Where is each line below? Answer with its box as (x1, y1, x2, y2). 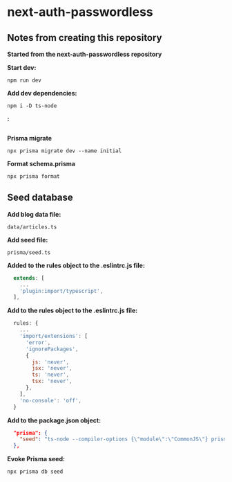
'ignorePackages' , (25, 346, 79, 352)
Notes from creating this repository (7, 32, 162, 44)
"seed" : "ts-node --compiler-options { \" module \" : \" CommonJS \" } (19, 436, 209, 443)
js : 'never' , (32, 358, 70, 366)
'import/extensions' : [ (19, 333, 88, 340)
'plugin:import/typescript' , (19, 287, 104, 294)
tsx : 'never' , (32, 378, 72, 385)
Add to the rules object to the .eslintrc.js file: (7, 306, 138, 315)
